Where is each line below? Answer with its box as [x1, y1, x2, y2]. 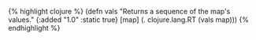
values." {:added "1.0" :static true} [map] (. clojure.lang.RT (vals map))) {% [8, 15, 250, 24]
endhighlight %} [8, 24, 61, 32]
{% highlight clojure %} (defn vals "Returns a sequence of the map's [8, 7, 231, 16]
